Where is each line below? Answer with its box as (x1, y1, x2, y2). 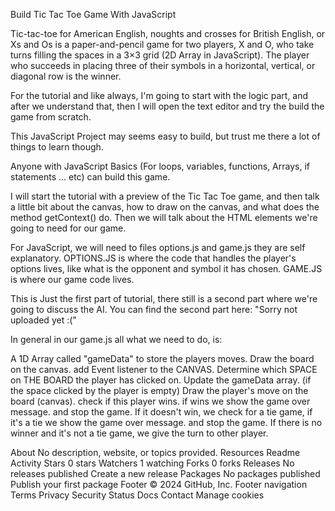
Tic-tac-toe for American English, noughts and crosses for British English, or (10, 28, 326, 39)
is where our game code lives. (10, 274, 135, 285)
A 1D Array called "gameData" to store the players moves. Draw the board (10, 353, 315, 364)
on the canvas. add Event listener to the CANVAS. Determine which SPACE (10, 364, 318, 375)
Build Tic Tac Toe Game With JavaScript (10, 9, 177, 20)
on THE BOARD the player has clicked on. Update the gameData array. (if (10, 374, 312, 386)
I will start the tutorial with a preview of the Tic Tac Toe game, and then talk (10, 190, 320, 202)
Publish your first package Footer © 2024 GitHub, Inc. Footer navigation (10, 479, 308, 490)
